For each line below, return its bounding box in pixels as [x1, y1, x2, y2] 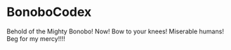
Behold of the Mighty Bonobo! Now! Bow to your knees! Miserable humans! [6, 27, 224, 35]
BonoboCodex [6, 4, 92, 20]
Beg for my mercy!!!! [6, 34, 66, 42]
